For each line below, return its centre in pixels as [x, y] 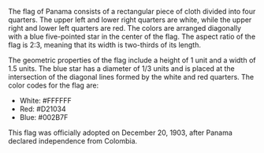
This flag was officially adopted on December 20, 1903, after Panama [120, 132]
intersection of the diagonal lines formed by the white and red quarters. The [131, 77]
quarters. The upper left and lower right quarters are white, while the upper [130, 20]
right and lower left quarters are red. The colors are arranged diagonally [125, 28]
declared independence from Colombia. [73, 141]
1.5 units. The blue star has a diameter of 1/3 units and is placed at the [121, 69]
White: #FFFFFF [46, 101]
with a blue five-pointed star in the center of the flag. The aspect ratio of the [132, 36]
